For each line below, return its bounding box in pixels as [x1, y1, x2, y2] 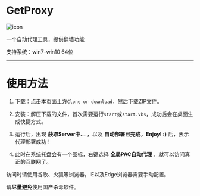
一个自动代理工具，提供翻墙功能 [6, 35, 85, 42]
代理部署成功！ [14, 138, 52, 145]
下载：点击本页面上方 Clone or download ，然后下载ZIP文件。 [14, 98, 162, 105]
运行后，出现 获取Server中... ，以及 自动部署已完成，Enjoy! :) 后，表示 [14, 130, 189, 138]
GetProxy [6, 4, 54, 17]
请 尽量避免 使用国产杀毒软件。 [6, 183, 79, 191]
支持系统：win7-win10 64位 [6, 48, 74, 55]
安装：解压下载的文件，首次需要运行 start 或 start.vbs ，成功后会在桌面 [14, 110, 189, 117]
